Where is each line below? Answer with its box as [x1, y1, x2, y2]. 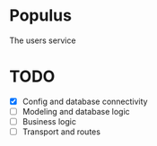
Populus [9, 5, 72, 26]
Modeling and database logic [22, 106, 130, 116]
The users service [9, 35, 76, 46]
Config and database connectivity [22, 96, 148, 107]
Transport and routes [22, 126, 101, 137]
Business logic [22, 116, 76, 126]
